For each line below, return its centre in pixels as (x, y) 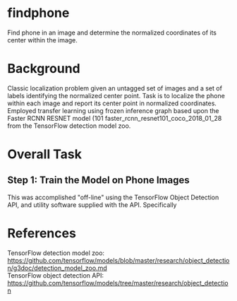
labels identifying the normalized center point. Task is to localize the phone (116, 95)
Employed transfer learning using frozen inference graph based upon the (113, 110)
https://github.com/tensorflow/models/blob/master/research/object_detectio (119, 260)
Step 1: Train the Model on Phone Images (99, 181)
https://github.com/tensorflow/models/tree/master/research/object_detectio (118, 283)
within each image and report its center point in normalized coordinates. (112, 103)
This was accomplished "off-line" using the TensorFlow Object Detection (113, 197)
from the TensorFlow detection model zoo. (69, 126)
